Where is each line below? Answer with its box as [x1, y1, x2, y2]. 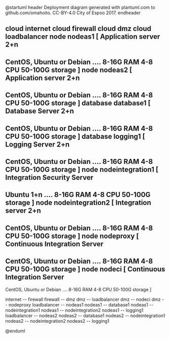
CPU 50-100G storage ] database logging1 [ [5, 132, 146, 140]
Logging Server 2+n [5, 140, 70, 149]
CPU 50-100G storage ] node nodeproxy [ [5, 232, 139, 240]
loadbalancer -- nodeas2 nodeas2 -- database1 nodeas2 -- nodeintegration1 [5, 313, 165, 319]
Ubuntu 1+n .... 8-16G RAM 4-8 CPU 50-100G [5, 190, 151, 199]
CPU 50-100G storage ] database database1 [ [5, 99, 151, 107]
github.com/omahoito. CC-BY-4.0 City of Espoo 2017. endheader [5, 10, 141, 16]
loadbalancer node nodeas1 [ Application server [5, 33, 160, 41]
